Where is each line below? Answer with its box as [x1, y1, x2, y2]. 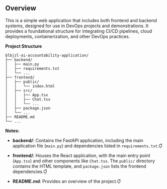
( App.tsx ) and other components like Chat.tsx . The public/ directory [12, 158, 155, 164]
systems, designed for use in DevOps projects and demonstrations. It [5, 23, 149, 29]
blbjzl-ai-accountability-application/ [5, 53, 89, 58]
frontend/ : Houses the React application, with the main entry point [12, 152, 150, 158]
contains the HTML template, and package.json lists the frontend [12, 163, 146, 169]
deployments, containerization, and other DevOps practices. [5, 33, 130, 39]
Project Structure [5, 43, 42, 49]
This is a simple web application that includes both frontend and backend [5, 17, 157, 23]
